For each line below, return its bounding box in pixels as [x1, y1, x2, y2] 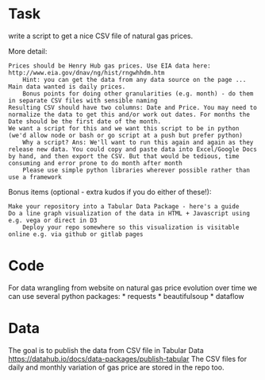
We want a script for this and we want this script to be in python [8, 124, 240, 132]
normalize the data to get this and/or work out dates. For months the [8, 111, 250, 118]
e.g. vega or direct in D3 [8, 216, 98, 224]
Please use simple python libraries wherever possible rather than [22, 166, 250, 174]
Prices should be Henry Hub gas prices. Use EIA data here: [8, 61, 212, 70]
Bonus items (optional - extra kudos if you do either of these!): [8, 187, 212, 196]
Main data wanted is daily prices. [8, 83, 126, 91]
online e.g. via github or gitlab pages [8, 230, 144, 238]
